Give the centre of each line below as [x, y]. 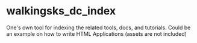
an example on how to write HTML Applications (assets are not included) [96, 33]
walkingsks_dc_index [61, 11]
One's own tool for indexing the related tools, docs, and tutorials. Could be [98, 27]
